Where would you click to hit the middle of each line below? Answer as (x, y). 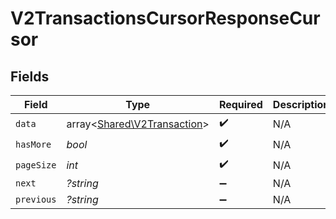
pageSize (36, 165)
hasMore (33, 144)
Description (301, 104)
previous (36, 199)
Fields (30, 76)
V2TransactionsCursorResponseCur (165, 18)
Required (240, 104)
